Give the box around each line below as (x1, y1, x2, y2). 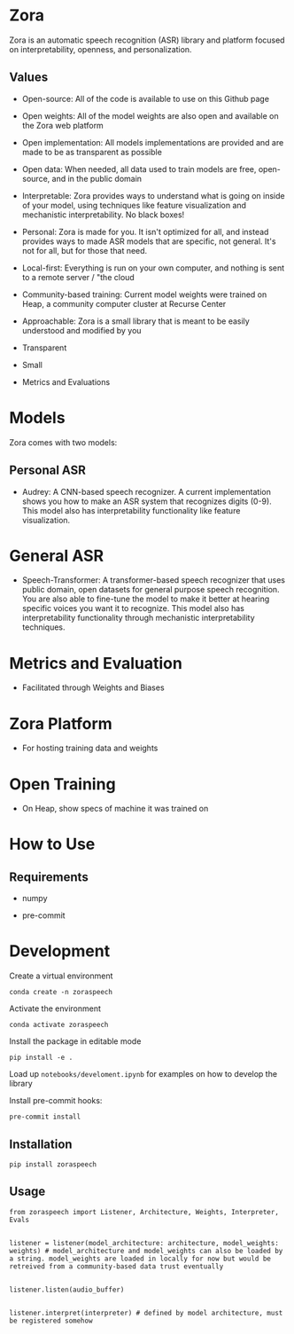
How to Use (9, 835, 96, 854)
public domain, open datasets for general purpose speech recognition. (21, 585, 281, 595)
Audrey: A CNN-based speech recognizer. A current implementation (21, 486, 272, 497)
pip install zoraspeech (9, 1160, 97, 1169)
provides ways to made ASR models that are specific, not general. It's (21, 236, 276, 247)
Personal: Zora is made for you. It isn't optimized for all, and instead (21, 226, 269, 237)
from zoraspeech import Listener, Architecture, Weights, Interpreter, (9, 1207, 279, 1216)
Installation (9, 1136, 73, 1151)
